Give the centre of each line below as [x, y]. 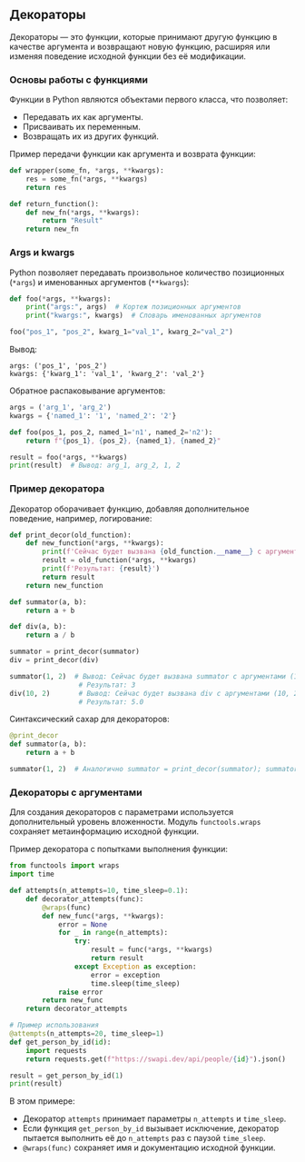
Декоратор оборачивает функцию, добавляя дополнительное [129, 509]
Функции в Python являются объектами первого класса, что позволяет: [149, 100]
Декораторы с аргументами [76, 792]
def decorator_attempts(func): [85, 899]
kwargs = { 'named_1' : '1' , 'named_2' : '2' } [93, 416]
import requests [57, 1050]
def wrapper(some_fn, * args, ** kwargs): [87, 171]
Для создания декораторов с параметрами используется [122, 812]
